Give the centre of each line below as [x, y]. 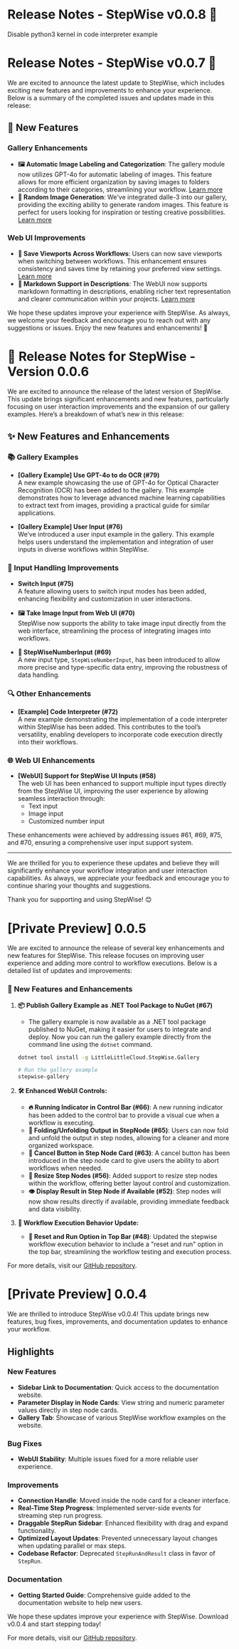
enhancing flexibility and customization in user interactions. [105, 599]
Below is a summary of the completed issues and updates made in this [111, 98]
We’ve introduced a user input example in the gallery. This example [116, 534]
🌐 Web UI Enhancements [51, 760]
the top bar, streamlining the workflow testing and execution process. [130, 1252]
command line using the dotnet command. [90, 1044]
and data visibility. [55, 1209]
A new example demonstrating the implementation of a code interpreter [122, 720]
